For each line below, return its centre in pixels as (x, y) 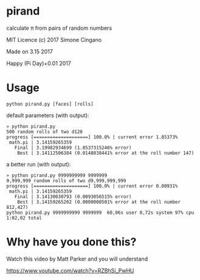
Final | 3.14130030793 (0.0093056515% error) (73, 196)
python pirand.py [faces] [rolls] (50, 104)
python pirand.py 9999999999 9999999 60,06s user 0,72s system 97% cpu (100, 213)
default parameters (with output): (48, 115)
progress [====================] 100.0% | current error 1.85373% (92, 137)
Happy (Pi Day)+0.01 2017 (39, 63)
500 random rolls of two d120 (45, 132)
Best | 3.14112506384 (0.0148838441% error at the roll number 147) (106, 153)
